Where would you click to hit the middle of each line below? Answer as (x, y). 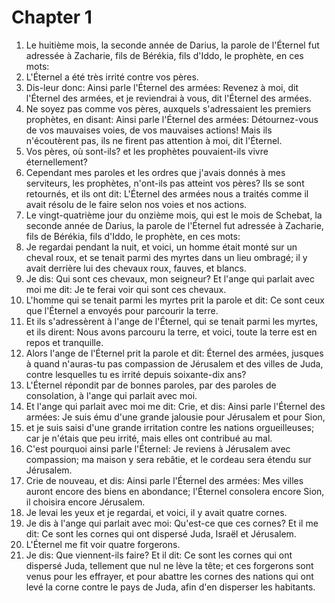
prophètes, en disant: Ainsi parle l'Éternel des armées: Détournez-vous (172, 119)
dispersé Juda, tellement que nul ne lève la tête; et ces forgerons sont (169, 565)
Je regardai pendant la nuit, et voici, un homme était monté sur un (161, 247)
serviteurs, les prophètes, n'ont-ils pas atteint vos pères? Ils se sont (165, 183)
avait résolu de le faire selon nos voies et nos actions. (136, 204)
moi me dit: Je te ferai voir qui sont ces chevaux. (126, 289)
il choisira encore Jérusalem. (85, 502)
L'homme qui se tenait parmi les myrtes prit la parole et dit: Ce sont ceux (175, 300)
